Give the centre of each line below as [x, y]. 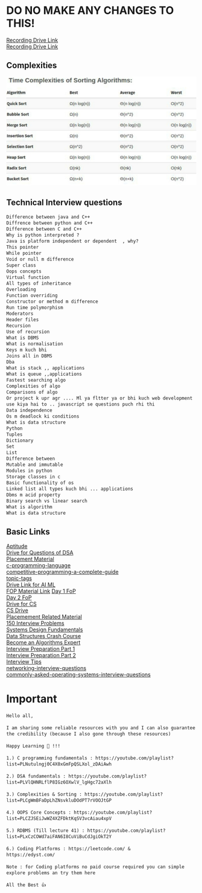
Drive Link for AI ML [31, 585]
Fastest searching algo [36, 380]
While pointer [24, 253]
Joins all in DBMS [29, 356]
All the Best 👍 [26, 885]
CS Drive [17, 610]
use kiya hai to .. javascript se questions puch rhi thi [80, 405]
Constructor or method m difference [52, 302]
